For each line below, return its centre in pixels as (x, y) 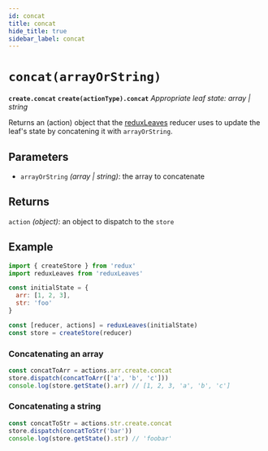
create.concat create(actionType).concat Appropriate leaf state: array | (130, 98)
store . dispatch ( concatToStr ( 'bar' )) (70, 431)
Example (31, 247)
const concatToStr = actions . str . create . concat (91, 423)
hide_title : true (38, 31)
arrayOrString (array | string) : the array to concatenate (112, 176)
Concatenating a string (55, 406)
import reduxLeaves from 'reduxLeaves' (76, 273)
